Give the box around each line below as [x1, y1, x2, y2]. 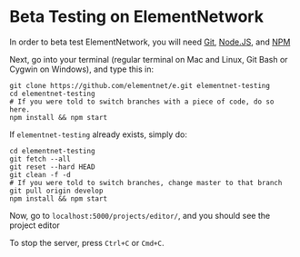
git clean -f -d [9, 170, 71, 179]
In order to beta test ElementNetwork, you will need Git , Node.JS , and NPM [9, 36, 291, 47]
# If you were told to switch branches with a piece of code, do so [9, 97, 275, 106]
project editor [9, 220, 61, 231]
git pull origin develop [9, 186, 104, 195]
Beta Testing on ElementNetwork [9, 6, 264, 27]
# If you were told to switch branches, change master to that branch [9, 178, 283, 187]
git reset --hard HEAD [9, 162, 95, 172]
